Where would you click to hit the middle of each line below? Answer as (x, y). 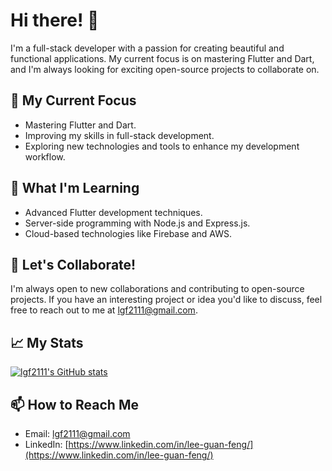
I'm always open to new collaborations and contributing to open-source (157, 289)
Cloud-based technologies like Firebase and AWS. (128, 233)
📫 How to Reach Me (74, 404)
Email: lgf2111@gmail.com (77, 433)
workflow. (45, 156)
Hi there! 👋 (55, 20)
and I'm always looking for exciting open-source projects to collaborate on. (165, 69)
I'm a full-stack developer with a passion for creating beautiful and (147, 48)
